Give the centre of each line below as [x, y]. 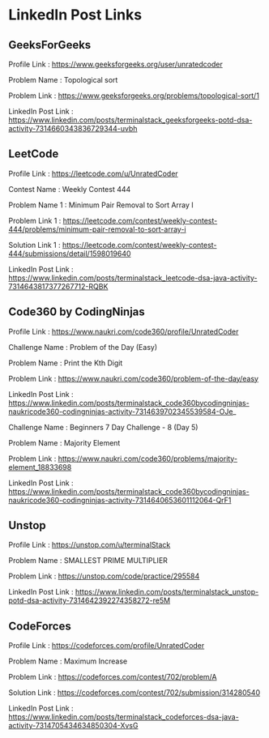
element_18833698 [40, 467]
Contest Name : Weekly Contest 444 [70, 189]
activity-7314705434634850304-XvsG [73, 726]
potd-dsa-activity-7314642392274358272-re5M [90, 600]
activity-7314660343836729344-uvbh [73, 128]
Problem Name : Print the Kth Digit [66, 363]
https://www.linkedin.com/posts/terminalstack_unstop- [167, 592]
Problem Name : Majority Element [64, 442]
